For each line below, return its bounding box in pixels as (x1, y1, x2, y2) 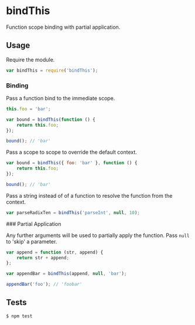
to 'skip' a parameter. (6, 238, 57, 245)
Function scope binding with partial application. (6, 23, 121, 31)
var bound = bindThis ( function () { (6, 116, 95, 123)
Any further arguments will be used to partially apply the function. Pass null (6, 232, 190, 239)
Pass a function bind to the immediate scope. (6, 94, 115, 101)
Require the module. (6, 56, 55, 63)
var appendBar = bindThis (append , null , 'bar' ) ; (6, 271, 127, 277)
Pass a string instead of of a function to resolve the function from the (6, 192, 173, 199)
